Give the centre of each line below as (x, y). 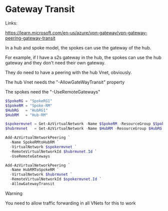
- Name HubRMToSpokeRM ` (34, 170)
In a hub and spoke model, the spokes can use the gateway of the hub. (78, 47)
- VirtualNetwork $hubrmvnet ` (41, 174)
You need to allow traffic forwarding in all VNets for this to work (70, 203)
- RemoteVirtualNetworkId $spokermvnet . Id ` (55, 179)
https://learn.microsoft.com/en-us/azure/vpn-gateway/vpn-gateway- (76, 32)
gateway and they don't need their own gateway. (55, 62)
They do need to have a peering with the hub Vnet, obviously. (68, 72)
